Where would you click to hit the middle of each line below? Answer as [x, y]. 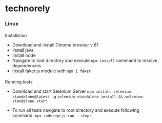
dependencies [27, 65]
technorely [28, 9]
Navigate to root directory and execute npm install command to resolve [85, 60]
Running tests [19, 82]
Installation [16, 35]
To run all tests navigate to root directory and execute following [76, 110]
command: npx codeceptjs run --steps [52, 116]
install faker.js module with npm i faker [51, 71]
